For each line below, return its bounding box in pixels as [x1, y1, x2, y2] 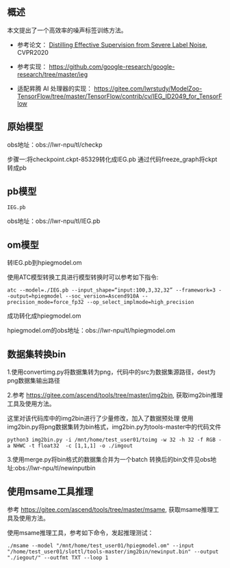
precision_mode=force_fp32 [7, 299, 84, 306]
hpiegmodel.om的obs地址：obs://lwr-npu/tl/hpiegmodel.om [7, 327, 176, 335]
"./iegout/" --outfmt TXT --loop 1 [7, 554, 109, 561]
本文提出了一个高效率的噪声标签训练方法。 [7, 26, 127, 34]
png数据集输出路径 [7, 377, 60, 385]
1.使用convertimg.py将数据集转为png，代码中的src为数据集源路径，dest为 [7, 368, 216, 376]
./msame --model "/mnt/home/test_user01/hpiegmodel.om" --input [7, 542, 194, 549]
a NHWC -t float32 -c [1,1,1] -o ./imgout [7, 442, 133, 449]
